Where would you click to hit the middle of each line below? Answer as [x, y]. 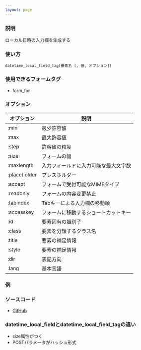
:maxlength [21, 165]
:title [13, 240]
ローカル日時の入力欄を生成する [38, 40]
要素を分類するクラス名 [69, 231]
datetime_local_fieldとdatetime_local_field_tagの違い [70, 324]
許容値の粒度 [57, 147]
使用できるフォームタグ [33, 79]
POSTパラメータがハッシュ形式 [44, 343]
